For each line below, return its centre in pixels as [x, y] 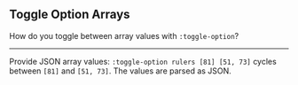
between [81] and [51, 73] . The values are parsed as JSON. [121, 71]
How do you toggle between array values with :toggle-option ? [124, 35]
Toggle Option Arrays [70, 15]
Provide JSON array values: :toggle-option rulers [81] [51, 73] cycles [143, 61]
